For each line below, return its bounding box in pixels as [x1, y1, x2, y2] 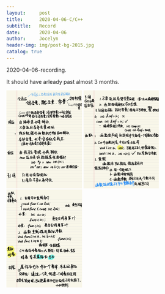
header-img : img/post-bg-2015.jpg [6, 42, 95, 48]
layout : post [6, 10, 51, 16]
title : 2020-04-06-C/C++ [6, 16, 84, 23]
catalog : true [6, 49, 43, 55]
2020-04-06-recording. [6, 66, 67, 73]
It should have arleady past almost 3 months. [6, 78, 120, 85]
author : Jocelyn [6, 36, 59, 42]
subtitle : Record [6, 23, 56, 29]
